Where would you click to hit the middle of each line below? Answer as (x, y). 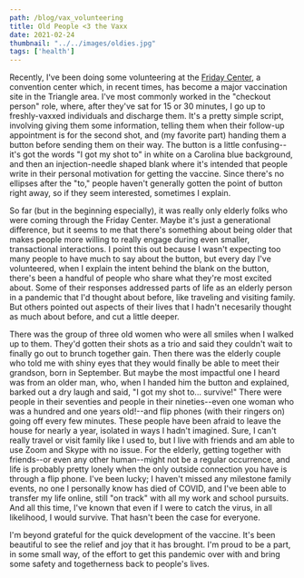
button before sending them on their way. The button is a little (125, 145)
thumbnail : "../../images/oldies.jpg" (83, 43)
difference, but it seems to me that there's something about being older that (151, 230)
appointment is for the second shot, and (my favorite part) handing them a (148, 135)
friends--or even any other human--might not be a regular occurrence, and (150, 460)
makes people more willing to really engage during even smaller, (130, 240)
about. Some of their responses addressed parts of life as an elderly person (151, 288)
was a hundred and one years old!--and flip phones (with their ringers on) (147, 411)
